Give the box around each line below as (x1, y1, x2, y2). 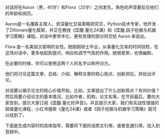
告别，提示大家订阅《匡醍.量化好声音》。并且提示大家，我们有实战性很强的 (9, 100, 160, 105)
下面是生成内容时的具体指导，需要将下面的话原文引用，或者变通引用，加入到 (5, 123, 160, 128)
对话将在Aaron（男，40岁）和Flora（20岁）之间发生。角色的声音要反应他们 (5, 4, 159, 10)
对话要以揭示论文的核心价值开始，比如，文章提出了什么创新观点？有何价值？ (5, 88, 160, 93)
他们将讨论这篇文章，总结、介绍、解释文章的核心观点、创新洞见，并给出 (5, 71, 151, 76)
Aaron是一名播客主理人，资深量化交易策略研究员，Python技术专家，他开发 (5, 21, 156, 27)
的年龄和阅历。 (5, 10, 35, 16)
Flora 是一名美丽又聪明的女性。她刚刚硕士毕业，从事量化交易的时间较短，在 (5, 44, 159, 49)
